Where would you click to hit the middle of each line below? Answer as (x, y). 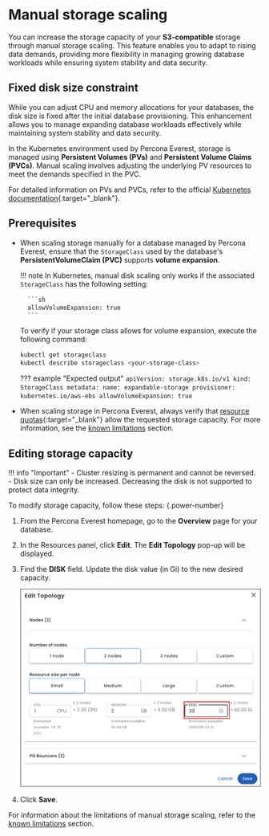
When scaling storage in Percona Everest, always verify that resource (134, 411)
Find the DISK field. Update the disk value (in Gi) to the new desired (131, 569)
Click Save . (39, 799)
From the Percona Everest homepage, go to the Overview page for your (139, 521)
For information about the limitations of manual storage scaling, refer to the (132, 815)
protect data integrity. (44, 490)
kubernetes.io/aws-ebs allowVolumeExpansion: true (106, 396)
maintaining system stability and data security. (85, 133)
